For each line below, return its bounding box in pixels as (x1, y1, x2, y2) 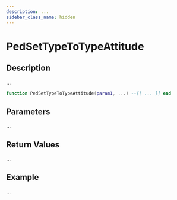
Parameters (6, 107, 50, 117)
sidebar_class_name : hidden (6, 14, 76, 20)
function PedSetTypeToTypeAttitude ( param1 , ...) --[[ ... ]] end (6, 90, 171, 96)
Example (6, 172, 39, 182)
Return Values (6, 140, 60, 150)
